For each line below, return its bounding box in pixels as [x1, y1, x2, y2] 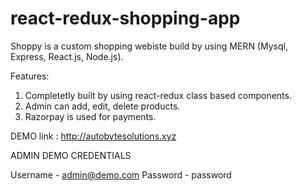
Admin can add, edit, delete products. [24, 100, 181, 112]
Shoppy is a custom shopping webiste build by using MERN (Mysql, [10, 40, 288, 52]
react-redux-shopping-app [10, 7, 241, 30]
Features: [10, 70, 50, 82]
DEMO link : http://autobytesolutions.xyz [10, 130, 177, 142]
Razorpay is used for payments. [24, 110, 157, 122]
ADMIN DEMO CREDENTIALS [10, 149, 132, 161]
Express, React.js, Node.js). [10, 50, 124, 62]
